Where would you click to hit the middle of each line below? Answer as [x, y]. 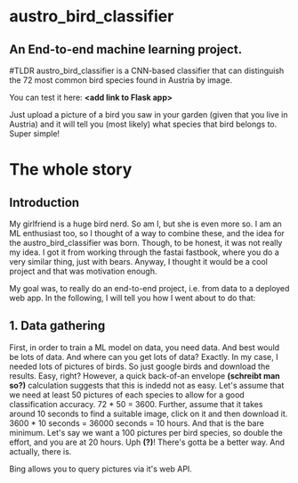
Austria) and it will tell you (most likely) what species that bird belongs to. [143, 124]
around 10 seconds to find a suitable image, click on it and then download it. [149, 413]
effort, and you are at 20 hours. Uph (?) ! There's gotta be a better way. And [147, 442]
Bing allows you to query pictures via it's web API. [101, 469]
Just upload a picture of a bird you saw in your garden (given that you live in [149, 115]
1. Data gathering [57, 326]
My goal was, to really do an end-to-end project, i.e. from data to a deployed [149, 288]
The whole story [71, 170]
